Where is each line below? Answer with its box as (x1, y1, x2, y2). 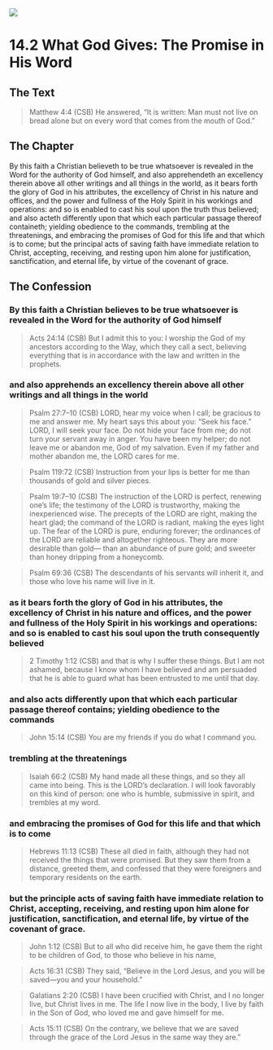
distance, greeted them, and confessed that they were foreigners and (28, 863, 262, 873)
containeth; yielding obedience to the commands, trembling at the (9, 222, 230, 231)
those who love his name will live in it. (28, 576, 155, 586)
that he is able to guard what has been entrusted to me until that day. (28, 674, 260, 683)
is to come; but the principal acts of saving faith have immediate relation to (9, 239, 259, 248)
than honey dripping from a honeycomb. (28, 551, 165, 561)
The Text (9, 86, 55, 99)
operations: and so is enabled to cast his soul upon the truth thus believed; (9, 204, 259, 214)
